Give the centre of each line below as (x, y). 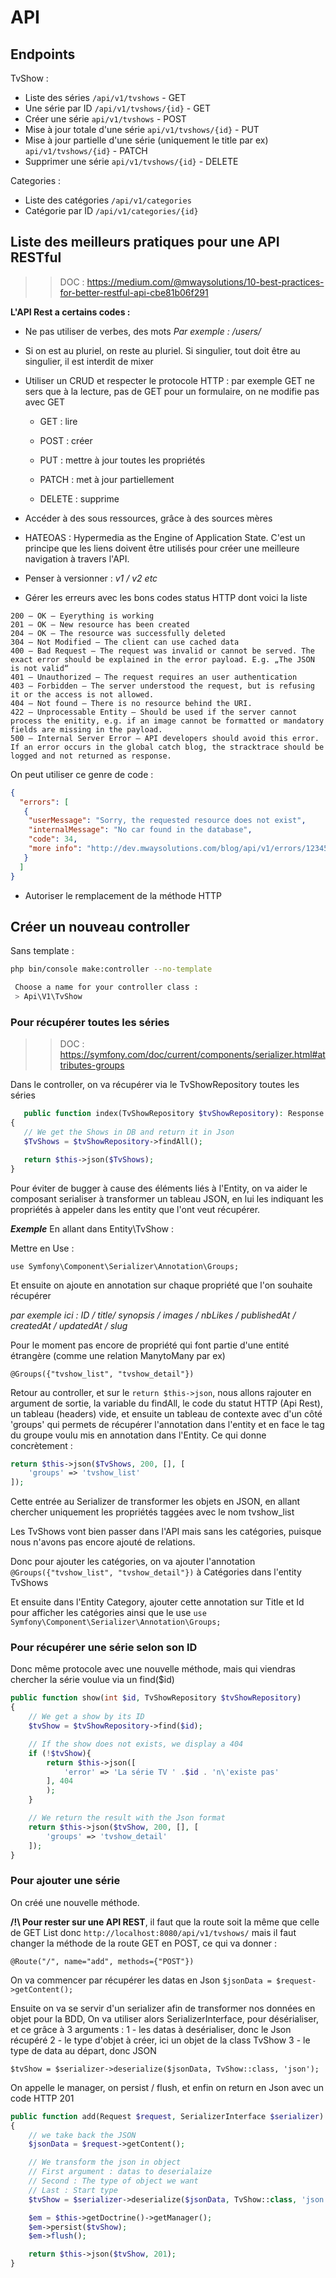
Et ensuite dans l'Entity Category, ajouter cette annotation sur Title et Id (157, 1602)
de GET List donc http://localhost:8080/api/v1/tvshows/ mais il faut (153, 1932)
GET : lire (58, 421)
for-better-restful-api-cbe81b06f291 (134, 292)
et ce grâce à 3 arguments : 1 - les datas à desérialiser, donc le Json (151, 2029)
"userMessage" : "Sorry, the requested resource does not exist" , (167, 821)
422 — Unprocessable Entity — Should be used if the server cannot (154, 712)
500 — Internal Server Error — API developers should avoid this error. (165, 738)
